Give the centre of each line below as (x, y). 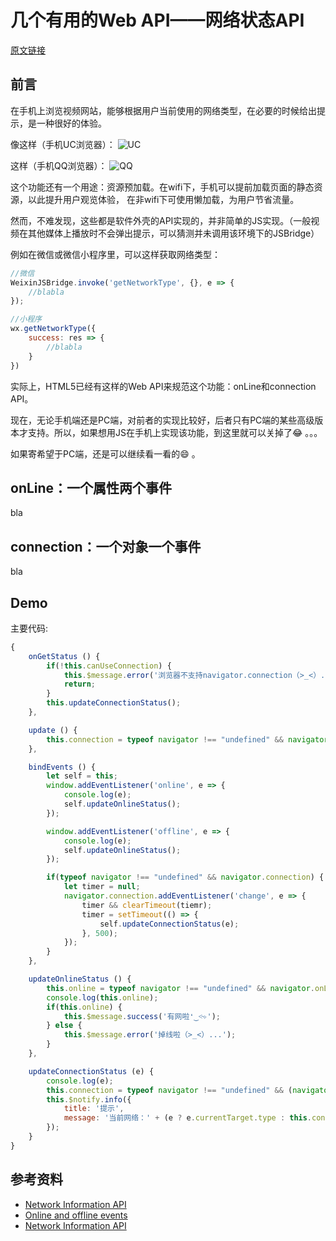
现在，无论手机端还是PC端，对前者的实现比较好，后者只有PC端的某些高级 (162, 420)
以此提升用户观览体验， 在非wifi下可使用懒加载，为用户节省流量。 (163, 199)
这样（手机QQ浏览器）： (59, 165)
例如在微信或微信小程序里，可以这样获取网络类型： (115, 254)
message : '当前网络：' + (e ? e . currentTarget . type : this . (188, 1118)
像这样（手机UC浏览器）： (63, 144)
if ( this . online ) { (84, 1007)
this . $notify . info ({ (89, 1099)
